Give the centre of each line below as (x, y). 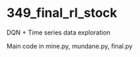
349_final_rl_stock (62, 13)
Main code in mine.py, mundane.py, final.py (70, 46)
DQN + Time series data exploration (58, 32)
